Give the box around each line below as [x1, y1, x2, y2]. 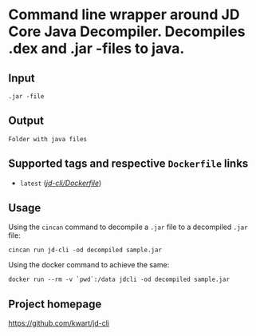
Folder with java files [8, 135, 88, 143]
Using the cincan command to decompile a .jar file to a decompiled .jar [8, 222, 249, 232]
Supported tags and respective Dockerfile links [8, 157, 249, 171]
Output [8, 114, 44, 128]
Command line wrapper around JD [8, 6, 240, 24]
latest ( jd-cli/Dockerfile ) [19, 178, 102, 188]
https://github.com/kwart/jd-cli [8, 318, 110, 328]
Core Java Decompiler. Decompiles [8, 22, 246, 41]
